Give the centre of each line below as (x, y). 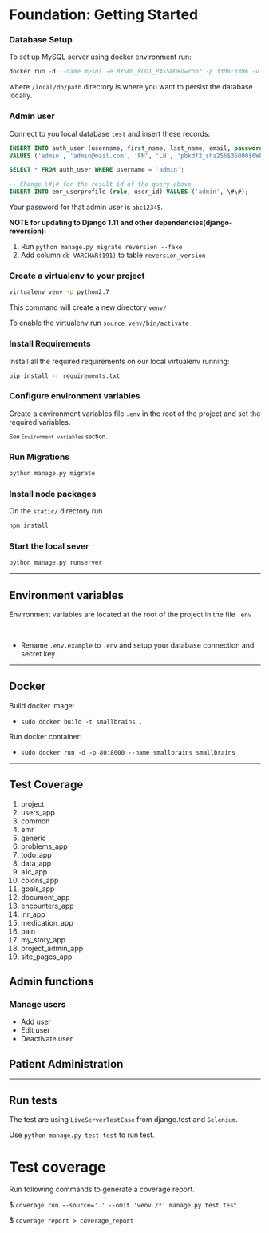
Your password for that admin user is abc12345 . (86, 207)
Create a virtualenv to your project (77, 276)
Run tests (33, 1100)
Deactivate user (47, 1039)
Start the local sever (49, 546)
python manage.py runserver (56, 563)
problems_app (44, 846)
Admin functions (51, 982)
